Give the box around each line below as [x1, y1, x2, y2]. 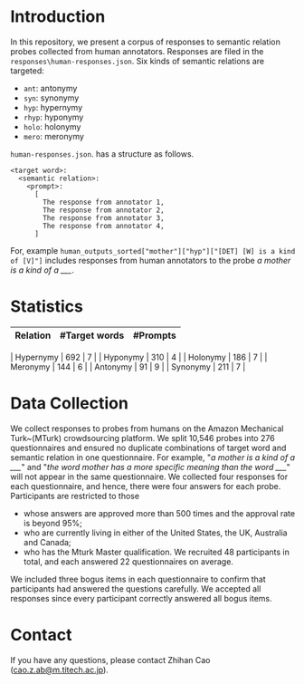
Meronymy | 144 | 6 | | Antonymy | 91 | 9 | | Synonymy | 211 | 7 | [10, 361, 246, 372]
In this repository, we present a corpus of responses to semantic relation [10, 36, 281, 47]
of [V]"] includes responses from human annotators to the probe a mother [10, 255, 291, 265]
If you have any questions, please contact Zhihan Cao [10, 654, 211, 665]
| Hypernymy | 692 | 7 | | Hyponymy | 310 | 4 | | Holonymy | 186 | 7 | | [10, 352, 268, 362]
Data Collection [10, 393, 129, 414]
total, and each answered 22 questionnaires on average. [23, 555, 234, 567]
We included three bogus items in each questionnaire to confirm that [10, 573, 266, 584]
